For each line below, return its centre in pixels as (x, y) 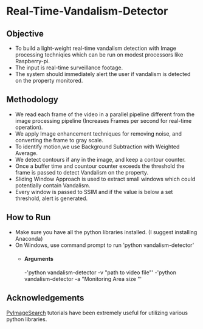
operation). (29, 127)
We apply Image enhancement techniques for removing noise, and (98, 133)
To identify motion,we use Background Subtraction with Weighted (97, 147)
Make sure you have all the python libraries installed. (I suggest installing (106, 232)
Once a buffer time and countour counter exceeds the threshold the (100, 166)
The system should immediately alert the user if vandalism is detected (103, 74)
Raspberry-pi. (33, 61)
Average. (26, 153)
